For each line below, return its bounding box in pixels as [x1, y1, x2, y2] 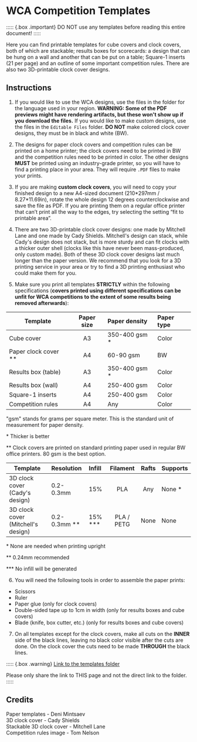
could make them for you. [14, 269, 77, 276]
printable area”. [14, 214, 52, 221]
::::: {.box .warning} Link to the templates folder [6, 660, 120, 667]
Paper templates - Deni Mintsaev [6, 710, 86, 717]
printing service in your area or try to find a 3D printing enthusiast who [14, 263, 185, 270]
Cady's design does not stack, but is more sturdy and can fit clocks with [14, 238, 189, 245]
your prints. [14, 172, 43, 179]
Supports [161, 464, 188, 472]
